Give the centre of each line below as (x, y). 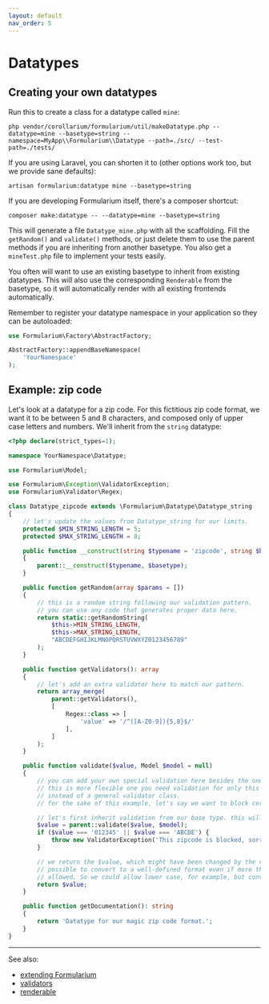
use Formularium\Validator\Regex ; (66, 492)
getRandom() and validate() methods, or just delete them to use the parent (131, 238)
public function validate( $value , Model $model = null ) (118, 766)
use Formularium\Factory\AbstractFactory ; (80, 335)
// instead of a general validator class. (109, 795)
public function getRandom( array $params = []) (103, 588)
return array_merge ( (71, 692)
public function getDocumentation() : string (98, 906)
